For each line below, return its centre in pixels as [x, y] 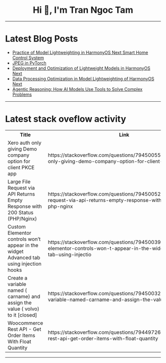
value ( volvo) [23, 309]
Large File [19, 181]
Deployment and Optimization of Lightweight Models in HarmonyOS [81, 68]
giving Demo [22, 149]
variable [17, 284]
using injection [25, 264]
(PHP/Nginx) [22, 218]
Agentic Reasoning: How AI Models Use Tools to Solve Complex [77, 89]
